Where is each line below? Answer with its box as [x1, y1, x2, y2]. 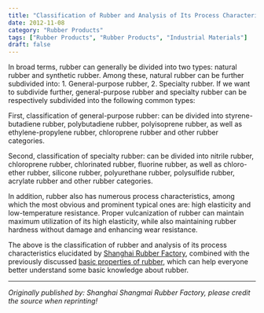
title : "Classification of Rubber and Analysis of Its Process [8, 11, 220, 20]
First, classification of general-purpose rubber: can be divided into [8, 111, 224, 120]
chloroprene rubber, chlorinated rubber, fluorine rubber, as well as [8, 160, 222, 169]
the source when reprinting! [8, 296, 98, 306]
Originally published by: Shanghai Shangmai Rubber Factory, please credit [8, 288, 251, 297]
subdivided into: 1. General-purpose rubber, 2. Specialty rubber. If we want [8, 79, 251, 89]
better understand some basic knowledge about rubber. [8, 265, 189, 275]
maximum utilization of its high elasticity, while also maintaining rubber [8, 217, 237, 226]
